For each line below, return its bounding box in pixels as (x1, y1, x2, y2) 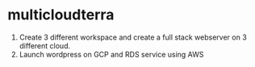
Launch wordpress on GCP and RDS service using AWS (19, 49, 204, 59)
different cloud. (19, 40, 70, 50)
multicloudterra (7, 6, 115, 24)
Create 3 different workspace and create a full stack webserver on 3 (19, 32, 247, 42)
